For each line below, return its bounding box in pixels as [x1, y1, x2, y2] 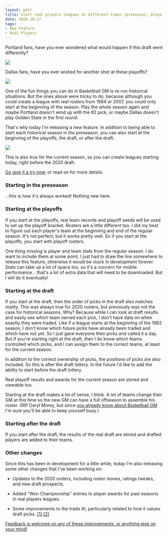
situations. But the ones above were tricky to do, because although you [5, 93, 152, 99]
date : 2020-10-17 [5, 17, 41, 22]
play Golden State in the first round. [5, 115, 78, 120]
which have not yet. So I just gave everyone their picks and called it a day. [5, 330, 157, 336]
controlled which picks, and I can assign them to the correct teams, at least [5, 341, 160, 347]
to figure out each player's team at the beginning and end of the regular [5, 228, 153, 234]
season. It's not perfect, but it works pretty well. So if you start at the [5, 233, 147, 239]
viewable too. [5, 382, 33, 388]
